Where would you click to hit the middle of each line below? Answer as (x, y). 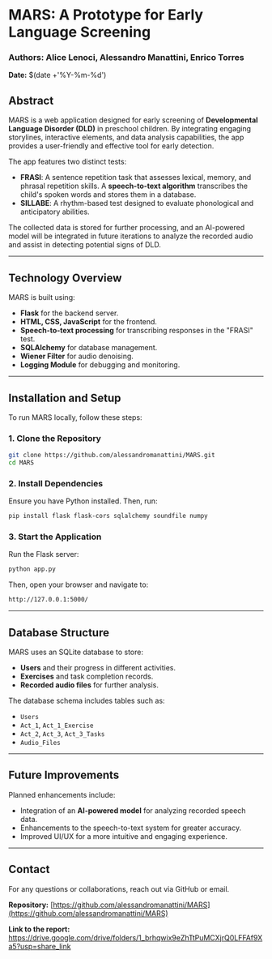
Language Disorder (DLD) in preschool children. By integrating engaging (130, 129)
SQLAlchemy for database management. (89, 348)
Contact (29, 869)
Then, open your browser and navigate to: (79, 584)
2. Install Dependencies (56, 483)
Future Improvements (64, 775)
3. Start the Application (55, 537)
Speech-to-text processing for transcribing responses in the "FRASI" (136, 331)
